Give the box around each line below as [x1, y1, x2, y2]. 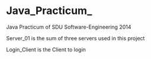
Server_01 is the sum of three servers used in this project [6, 34, 145, 41]
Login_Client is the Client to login [6, 46, 86, 53]
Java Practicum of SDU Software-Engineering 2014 [6, 23, 131, 30]
